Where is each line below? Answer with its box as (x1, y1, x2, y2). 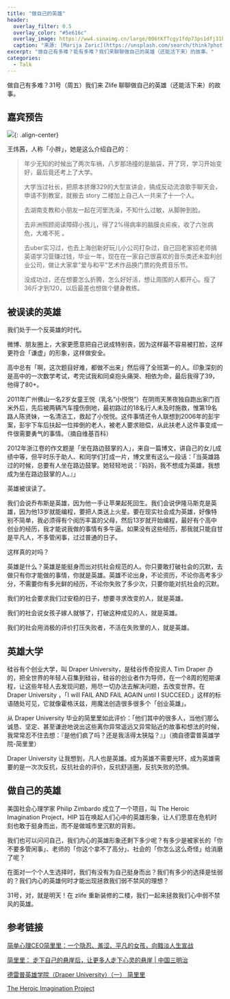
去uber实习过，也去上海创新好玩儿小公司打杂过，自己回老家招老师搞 (23, 244, 218, 252)
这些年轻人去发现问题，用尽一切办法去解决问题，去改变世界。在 (25, 682, 205, 691)
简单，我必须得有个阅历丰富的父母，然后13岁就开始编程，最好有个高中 (18, 516, 218, 525)
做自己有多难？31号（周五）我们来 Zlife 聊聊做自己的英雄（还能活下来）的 (7, 80, 215, 89)
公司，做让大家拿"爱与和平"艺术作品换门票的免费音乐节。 (29, 261, 192, 269)
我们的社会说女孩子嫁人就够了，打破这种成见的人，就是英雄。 (7, 609, 181, 617)
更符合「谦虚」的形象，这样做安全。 (7, 349, 110, 357)
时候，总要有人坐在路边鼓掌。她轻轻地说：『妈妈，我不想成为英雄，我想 (18, 461, 220, 470)
